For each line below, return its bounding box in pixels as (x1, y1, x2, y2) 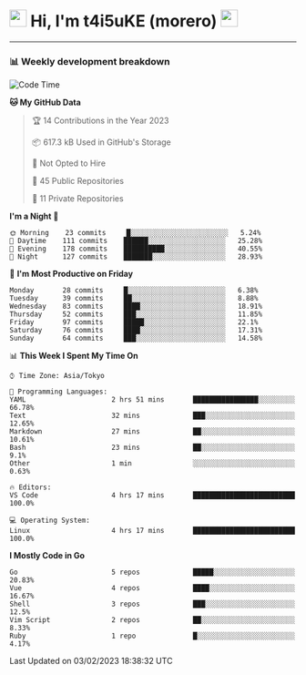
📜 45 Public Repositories (31, 176, 125, 187)
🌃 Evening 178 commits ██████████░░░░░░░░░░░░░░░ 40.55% (9, 244, 262, 254)
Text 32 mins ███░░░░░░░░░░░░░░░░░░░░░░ (9, 411, 296, 421)
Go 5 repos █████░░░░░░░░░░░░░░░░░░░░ (9, 568, 296, 578)
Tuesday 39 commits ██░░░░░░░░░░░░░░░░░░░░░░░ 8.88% (9, 294, 259, 303)
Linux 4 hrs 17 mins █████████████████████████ (9, 527, 296, 536)
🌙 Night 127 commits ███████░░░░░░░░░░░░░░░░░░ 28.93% (9, 252, 262, 261)
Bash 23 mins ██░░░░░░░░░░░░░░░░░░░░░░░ (9, 443, 296, 453)
